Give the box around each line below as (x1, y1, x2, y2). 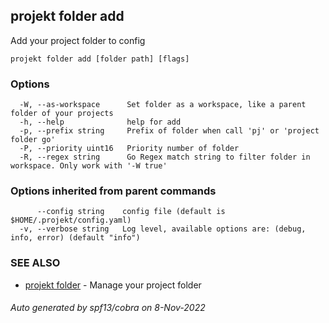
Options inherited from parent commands (10, 184, 217, 198)
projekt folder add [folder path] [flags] (10, 54, 190, 64)
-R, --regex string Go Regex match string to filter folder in (19, 152, 311, 163)
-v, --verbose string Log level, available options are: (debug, (19, 224, 307, 234)
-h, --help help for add (19, 117, 182, 128)
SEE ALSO (10, 256, 61, 270)
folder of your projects (10, 109, 114, 119)
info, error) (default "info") (10, 233, 141, 243)
